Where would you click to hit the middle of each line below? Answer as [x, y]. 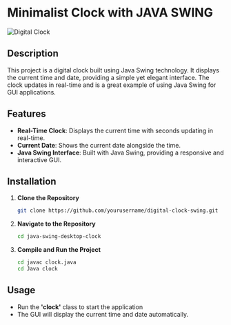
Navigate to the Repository [56, 224]
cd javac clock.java [47, 263]
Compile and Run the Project [59, 250]
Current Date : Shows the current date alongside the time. [99, 145]
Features [27, 114]
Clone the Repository [48, 198]
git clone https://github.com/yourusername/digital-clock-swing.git [118, 211]
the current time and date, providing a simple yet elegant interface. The [108, 77]
